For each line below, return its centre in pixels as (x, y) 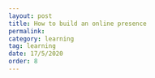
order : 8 (23, 62)
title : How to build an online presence (78, 24)
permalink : (27, 31)
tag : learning (32, 46)
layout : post (30, 16)
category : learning (41, 39)
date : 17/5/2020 (36, 54)
